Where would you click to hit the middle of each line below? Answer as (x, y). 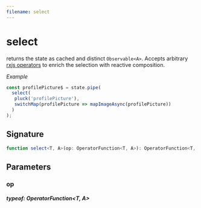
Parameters (29, 167)
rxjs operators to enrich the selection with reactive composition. (85, 65)
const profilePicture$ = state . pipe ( (54, 87)
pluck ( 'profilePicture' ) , (47, 99)
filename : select (28, 12)
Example (17, 77)
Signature (25, 134)
